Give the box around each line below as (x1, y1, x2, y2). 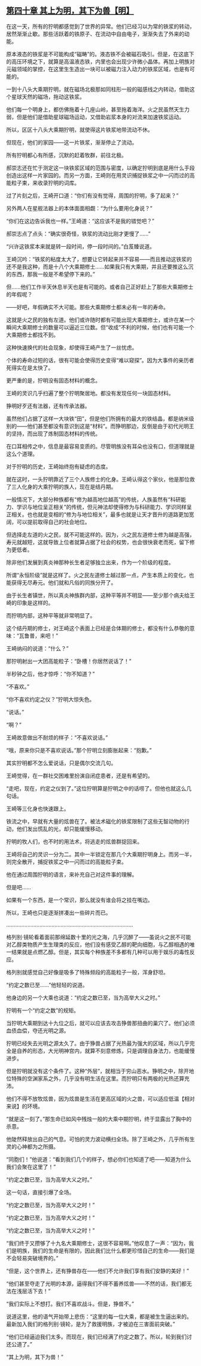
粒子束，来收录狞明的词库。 (11, 179, 80, 186)
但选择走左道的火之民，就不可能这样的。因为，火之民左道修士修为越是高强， (6, 531, 195, 538)
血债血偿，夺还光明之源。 (6, 1026, 69, 1034)
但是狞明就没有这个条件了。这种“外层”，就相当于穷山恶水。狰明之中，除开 (6, 1067, 190, 1074)
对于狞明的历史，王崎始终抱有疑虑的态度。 (6, 463, 111, 470)
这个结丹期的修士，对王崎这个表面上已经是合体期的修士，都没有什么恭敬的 (6, 625, 190, 632)
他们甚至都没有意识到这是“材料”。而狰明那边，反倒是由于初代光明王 (26, 422, 194, 429)
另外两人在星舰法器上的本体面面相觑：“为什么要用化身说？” (6, 204, 153, 211)
